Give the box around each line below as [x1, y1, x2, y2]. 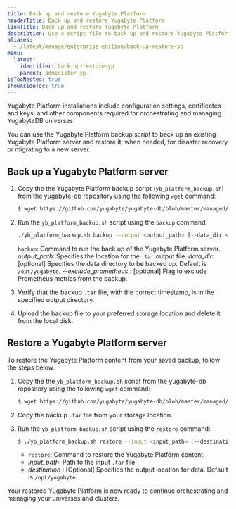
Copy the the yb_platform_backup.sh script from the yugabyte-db [17, 377, 206, 385]
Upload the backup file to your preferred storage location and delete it [17, 309, 221, 318]
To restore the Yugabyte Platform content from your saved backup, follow [7, 356, 220, 364]
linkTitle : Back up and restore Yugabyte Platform [7, 23, 159, 30]
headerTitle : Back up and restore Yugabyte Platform [7, 17, 165, 24]
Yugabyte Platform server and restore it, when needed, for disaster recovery [7, 138, 228, 146]
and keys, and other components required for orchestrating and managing [7, 109, 222, 118]
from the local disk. [17, 316, 74, 325]
